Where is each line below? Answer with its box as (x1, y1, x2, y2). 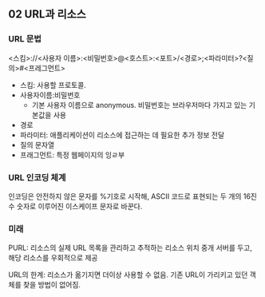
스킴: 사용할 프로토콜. (19, 80, 86, 89)
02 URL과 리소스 (8, 7, 86, 22)
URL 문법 (8, 34, 42, 45)
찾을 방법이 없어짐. (22, 280, 81, 290)
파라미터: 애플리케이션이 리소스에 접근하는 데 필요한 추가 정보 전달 (19, 130, 225, 140)
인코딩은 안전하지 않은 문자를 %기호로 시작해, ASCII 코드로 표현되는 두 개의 (8, 191, 242, 201)
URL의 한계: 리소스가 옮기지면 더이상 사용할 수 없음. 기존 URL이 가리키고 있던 (8, 270, 248, 279)
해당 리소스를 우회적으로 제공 (8, 253, 98, 263)
